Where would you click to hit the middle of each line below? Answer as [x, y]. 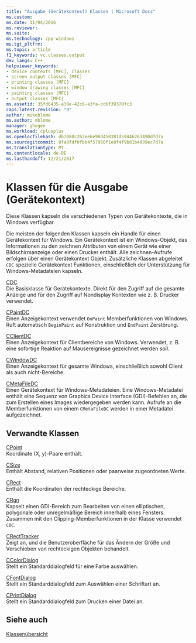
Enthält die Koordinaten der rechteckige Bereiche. [66, 489]
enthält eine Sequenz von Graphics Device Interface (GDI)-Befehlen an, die [97, 396]
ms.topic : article [28, 50]
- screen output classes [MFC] [44, 77]
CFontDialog [21, 578]
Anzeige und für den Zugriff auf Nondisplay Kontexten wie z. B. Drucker [93, 295]
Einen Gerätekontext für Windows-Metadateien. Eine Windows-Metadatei [94, 390]
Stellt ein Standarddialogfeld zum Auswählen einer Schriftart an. [83, 584]
